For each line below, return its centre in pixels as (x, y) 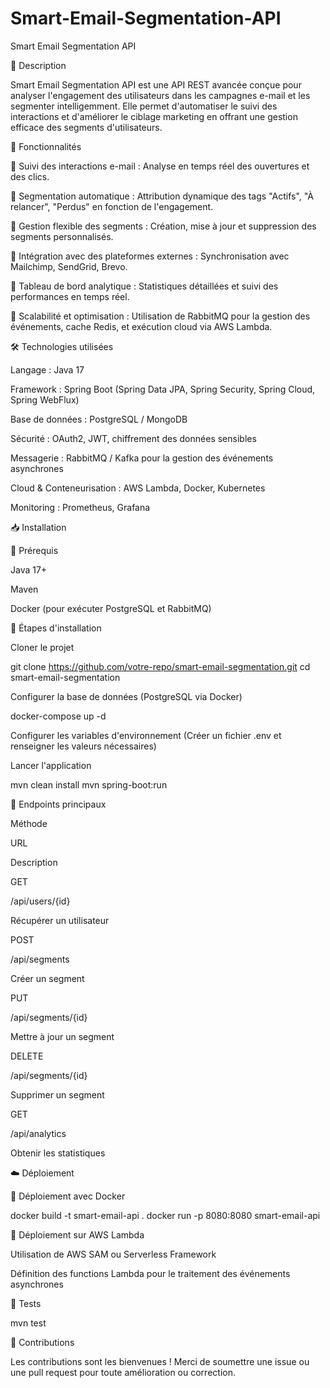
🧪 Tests (26, 1303)
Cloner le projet (42, 647)
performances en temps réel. (70, 296)
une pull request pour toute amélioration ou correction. (123, 1372)
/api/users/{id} (40, 901)
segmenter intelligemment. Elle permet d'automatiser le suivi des (144, 106)
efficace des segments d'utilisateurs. (86, 127)
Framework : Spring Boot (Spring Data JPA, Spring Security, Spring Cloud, (163, 389)
